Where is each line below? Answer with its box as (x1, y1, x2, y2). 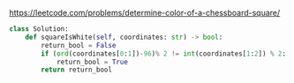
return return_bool (41, 65, 113, 74)
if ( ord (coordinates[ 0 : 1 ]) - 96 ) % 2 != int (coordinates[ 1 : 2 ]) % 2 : (41, 49, 287, 58)
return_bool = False (41, 41, 117, 49)
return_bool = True (56, 57, 128, 66)
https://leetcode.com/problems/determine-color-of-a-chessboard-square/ (9, 8, 281, 18)
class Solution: (9, 25, 69, 34)
